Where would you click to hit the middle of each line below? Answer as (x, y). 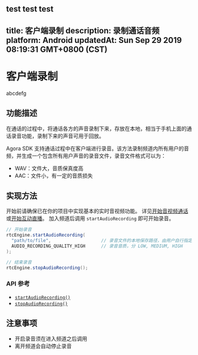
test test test (30, 9)
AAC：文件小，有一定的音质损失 (54, 175)
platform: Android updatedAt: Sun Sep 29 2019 (94, 40)
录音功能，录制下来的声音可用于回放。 (57, 136)
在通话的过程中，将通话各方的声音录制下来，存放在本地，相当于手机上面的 (96, 128)
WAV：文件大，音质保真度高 (49, 168)
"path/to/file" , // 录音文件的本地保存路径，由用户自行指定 (102, 241)
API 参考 (18, 284)
